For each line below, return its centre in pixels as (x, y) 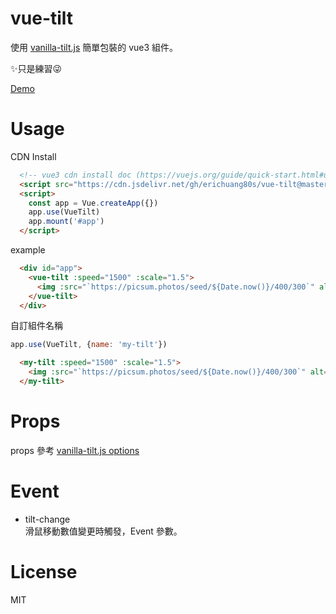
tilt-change (47, 519)
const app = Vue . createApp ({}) (93, 203)
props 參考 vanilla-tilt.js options (75, 450)
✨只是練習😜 (36, 68)
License (44, 571)
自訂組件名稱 (36, 326)
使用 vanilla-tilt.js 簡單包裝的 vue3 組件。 (94, 47)
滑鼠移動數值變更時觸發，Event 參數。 (103, 531)
